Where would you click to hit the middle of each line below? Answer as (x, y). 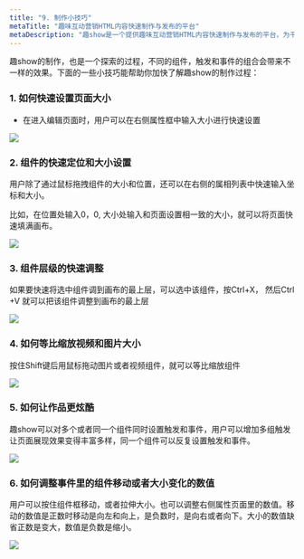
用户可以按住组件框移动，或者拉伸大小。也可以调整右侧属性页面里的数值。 (148, 505)
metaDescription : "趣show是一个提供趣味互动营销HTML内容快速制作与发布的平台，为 (150, 34)
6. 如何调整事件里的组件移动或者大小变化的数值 (112, 483)
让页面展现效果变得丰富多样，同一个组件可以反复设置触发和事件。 (132, 441)
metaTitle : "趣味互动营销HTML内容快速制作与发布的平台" (104, 26)
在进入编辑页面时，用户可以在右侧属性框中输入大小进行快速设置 (141, 119)
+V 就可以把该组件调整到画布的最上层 (79, 301)
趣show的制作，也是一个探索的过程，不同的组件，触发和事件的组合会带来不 (150, 62)
